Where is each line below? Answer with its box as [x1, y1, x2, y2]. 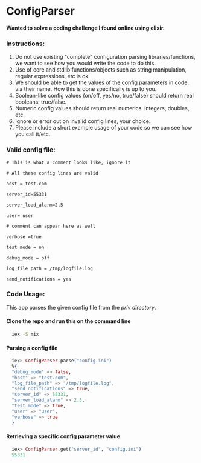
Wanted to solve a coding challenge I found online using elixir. [6, 24, 165, 32]
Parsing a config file [6, 344, 58, 351]
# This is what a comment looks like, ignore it [6, 159, 131, 165]
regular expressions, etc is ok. [14, 73, 91, 80]
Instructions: [6, 39, 45, 48]
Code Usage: [6, 290, 45, 298]
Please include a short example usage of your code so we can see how [14, 124, 193, 132]
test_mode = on [6, 244, 45, 250]
